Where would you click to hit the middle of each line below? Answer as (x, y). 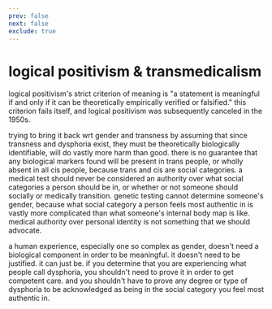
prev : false (28, 16)
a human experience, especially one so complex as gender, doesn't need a (134, 246)
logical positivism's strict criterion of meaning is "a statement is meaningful (134, 94)
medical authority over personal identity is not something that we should (129, 222)
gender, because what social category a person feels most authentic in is (131, 205)
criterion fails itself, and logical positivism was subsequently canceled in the (135, 111)
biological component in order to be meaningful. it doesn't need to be (125, 255)
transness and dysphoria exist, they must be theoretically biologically (124, 144)
